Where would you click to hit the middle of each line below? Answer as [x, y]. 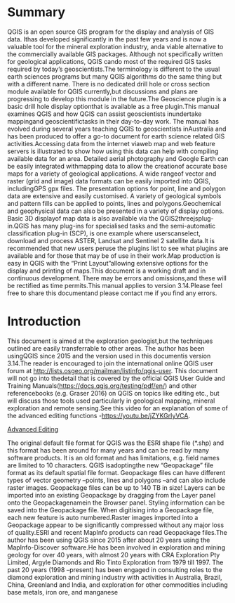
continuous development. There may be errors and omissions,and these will [117, 278]
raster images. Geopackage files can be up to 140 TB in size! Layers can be [116, 487]
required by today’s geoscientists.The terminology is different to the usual [114, 69]
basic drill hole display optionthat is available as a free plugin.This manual [113, 106]
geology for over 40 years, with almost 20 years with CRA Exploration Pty [114, 555]
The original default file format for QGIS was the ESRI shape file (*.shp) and [116, 443]
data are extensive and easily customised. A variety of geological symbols [114, 196]
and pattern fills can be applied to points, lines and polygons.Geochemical [114, 203]
